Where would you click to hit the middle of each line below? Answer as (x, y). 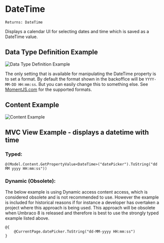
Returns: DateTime (24, 22)
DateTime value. (21, 37)
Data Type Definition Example (52, 52)
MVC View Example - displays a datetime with (77, 132)
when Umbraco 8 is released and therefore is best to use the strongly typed (82, 213)
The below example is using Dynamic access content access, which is (76, 192)
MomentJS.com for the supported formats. (49, 89)
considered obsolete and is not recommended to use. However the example (82, 197)
